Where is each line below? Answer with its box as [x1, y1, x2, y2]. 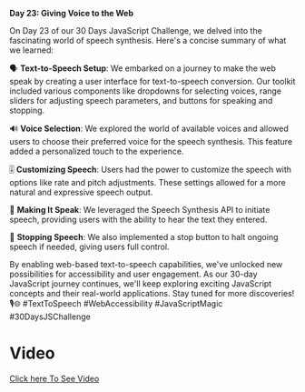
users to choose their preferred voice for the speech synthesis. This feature [9, 136, 293, 146]
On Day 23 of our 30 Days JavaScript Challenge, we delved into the [9, 25, 263, 35]
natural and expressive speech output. [9, 186, 153, 197]
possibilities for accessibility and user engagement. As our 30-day [9, 268, 258, 279]
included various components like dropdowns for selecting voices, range [9, 85, 282, 96]
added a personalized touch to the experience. [9, 146, 184, 156]
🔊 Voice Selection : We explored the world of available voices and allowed [9, 123, 289, 134]
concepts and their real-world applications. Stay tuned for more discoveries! [9, 288, 295, 298]
